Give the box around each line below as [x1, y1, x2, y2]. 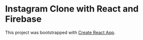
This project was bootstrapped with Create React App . [5, 29, 116, 35]
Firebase [5, 13, 42, 25]
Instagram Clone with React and [5, 3, 139, 14]
